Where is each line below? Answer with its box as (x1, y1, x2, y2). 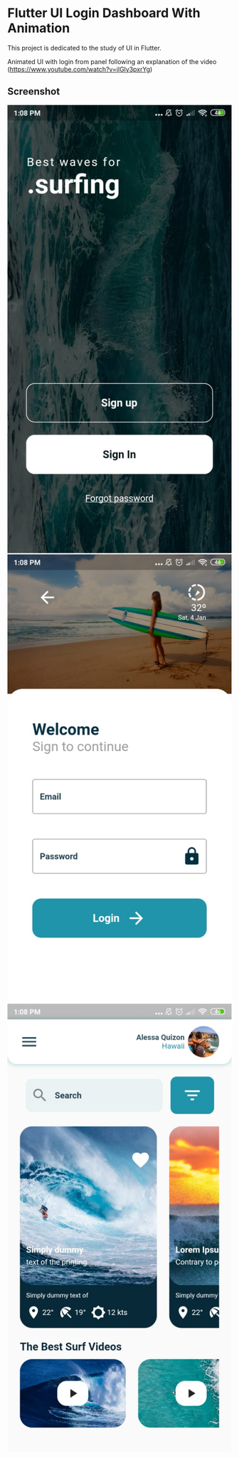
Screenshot (7, 85, 60, 97)
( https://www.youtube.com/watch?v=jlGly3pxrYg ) (7, 65, 153, 73)
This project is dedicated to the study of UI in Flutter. (7, 43, 161, 52)
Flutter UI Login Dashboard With (7, 5, 201, 21)
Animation (7, 20, 70, 36)
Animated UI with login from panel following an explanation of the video (7, 57, 217, 65)
